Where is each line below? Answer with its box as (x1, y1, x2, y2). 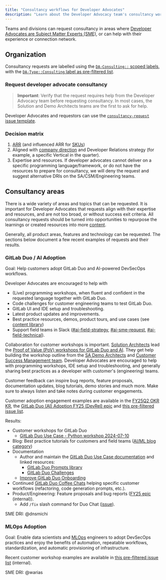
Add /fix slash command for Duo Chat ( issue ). (19, 501, 115, 507)
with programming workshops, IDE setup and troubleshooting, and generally (5, 363, 161, 369)
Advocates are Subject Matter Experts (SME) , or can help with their (5, 31, 142, 37)
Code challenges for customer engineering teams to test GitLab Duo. (12, 300, 153, 306)
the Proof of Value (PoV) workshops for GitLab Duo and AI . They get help (5, 347, 154, 353)
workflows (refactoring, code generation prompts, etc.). (12, 485, 126, 491)
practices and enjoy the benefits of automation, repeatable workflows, (5, 540, 148, 546)
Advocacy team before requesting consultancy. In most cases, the (17, 98, 152, 104)
